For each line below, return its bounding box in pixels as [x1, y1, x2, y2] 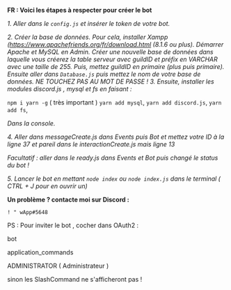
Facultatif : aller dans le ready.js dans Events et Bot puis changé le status [7, 153, 218, 162]
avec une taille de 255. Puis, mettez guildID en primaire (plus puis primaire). [7, 63, 225, 70]
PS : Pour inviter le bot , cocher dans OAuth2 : [7, 221, 139, 229]
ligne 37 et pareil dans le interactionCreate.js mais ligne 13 [7, 140, 175, 148]
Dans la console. [7, 119, 56, 128]
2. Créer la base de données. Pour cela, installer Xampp [7, 33, 168, 41]
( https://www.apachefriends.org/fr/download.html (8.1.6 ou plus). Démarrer [7, 40, 224, 48]
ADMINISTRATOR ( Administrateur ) [7, 261, 109, 270]
